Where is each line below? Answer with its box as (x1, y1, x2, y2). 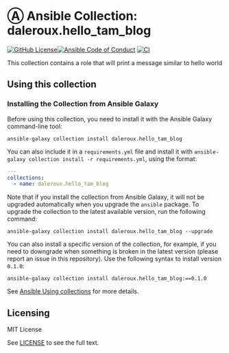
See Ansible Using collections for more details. (7, 287, 139, 295)
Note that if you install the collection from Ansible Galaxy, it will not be (7, 193, 204, 202)
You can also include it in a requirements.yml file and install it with (7, 147, 193, 156)
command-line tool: (7, 122, 62, 130)
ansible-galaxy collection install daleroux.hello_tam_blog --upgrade (7, 228, 213, 235)
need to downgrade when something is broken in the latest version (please (7, 247, 219, 256)
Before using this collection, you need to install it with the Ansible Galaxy (7, 114, 213, 123)
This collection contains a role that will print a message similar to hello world (7, 58, 223, 66)
